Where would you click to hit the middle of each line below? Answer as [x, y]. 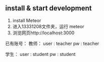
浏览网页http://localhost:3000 [43, 33]
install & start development [48, 8]
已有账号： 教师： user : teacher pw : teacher [52, 43]
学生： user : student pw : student [40, 54]
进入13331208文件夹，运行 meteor [48, 26]
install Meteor [27, 20]
